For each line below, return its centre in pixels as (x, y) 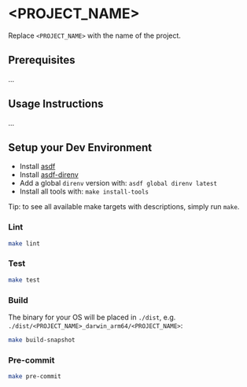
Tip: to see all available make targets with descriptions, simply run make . (124, 207)
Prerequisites (42, 60)
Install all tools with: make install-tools (84, 192)
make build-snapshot (42, 340)
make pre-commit (35, 377)
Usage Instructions (56, 104)
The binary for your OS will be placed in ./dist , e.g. (92, 317)
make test (24, 280)
